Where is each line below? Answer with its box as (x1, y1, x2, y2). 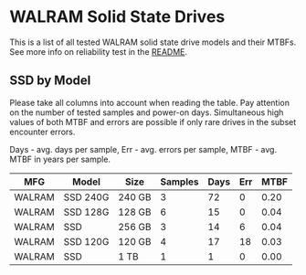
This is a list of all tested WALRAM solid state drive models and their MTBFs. (9, 37, 297, 48)
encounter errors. (9, 126, 76, 137)
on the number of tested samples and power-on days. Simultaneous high (9, 107, 284, 118)
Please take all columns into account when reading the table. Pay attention (9, 97, 290, 108)
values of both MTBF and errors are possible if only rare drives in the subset (9, 116, 297, 127)
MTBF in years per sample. (9, 153, 111, 164)
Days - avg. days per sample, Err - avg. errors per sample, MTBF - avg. (9, 143, 277, 154)
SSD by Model (9, 73, 91, 89)
